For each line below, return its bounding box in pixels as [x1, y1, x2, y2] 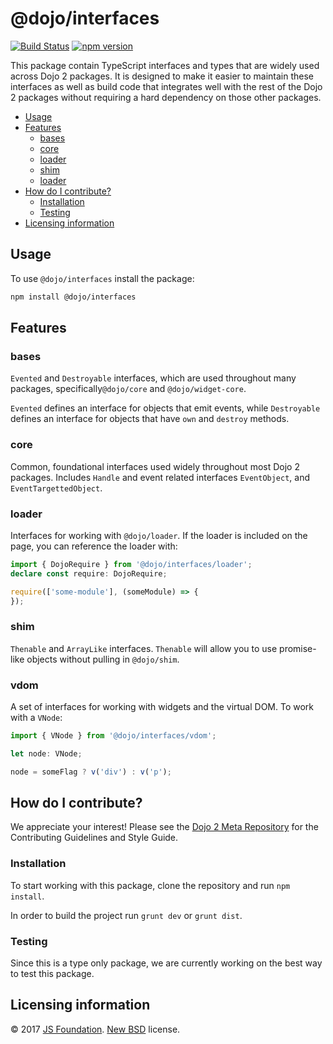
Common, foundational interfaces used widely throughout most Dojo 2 [10, 460, 300, 472]
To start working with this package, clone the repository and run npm [10, 879, 291, 891]
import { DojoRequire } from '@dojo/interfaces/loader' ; [10, 559, 253, 569]
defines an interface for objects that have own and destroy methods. [10, 413, 290, 425]
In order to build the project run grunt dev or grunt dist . [10, 909, 243, 921]
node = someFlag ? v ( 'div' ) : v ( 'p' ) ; [10, 767, 172, 777]
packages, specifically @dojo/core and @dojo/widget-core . [10, 383, 247, 395]
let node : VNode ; [10, 748, 83, 759]
